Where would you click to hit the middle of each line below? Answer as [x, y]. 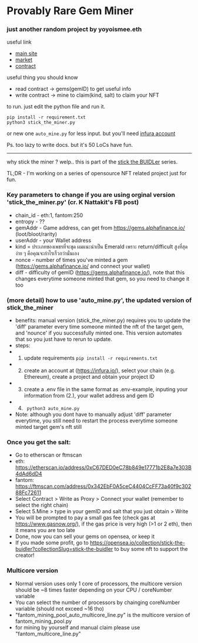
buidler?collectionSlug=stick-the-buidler [64, 549]
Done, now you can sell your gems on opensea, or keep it [85, 537]
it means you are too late [45, 530]
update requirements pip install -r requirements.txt [91, 358]
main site [26, 54]
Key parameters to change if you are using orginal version [91, 195]
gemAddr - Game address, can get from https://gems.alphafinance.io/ [100, 228]
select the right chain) [42, 505]
